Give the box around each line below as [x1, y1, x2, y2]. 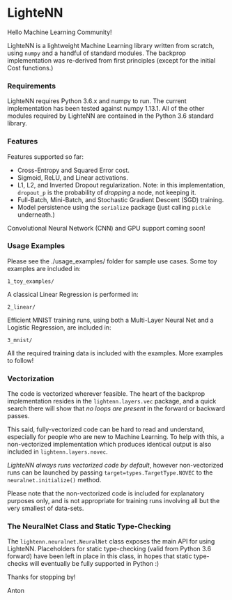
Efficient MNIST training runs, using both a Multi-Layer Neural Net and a [7, 316, 214, 324]
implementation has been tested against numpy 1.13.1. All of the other [7, 105, 205, 113]
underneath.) [17, 210, 55, 219]
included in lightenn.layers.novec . [7, 447, 108, 456]
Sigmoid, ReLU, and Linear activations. [17, 173, 129, 182]
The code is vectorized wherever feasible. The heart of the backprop [7, 390, 206, 398]
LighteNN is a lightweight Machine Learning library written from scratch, [7, 41, 215, 49]
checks [7, 560, 29, 568]
